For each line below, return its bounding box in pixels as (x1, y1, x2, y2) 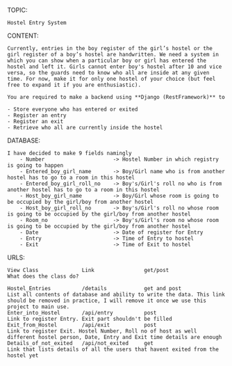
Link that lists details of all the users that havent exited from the (7, 346, 219, 353)
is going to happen (7, 162, 64, 169)
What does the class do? (7, 273, 79, 280)
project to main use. (7, 303, 70, 310)
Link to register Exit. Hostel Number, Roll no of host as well (7, 328, 197, 335)
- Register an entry (7, 112, 67, 119)
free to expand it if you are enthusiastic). (7, 81, 141, 88)
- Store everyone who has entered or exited (7, 106, 138, 113)
